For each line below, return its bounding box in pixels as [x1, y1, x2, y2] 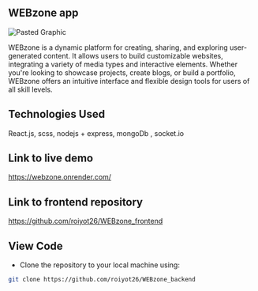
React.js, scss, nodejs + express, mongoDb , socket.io [8, 128, 185, 138]
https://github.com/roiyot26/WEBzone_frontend [8, 217, 163, 226]
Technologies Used [8, 108, 105, 121]
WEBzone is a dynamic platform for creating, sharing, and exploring [8, 43, 228, 52]
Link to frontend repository [8, 195, 144, 209]
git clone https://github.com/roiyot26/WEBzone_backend [8, 276, 196, 284]
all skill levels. [8, 85, 53, 94]
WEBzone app [8, 6, 79, 20]
